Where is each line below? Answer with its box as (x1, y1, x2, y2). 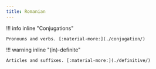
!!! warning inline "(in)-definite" (6, 46, 81, 53)
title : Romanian (6, 8, 46, 15)
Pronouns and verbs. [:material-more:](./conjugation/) (6, 36, 145, 42)
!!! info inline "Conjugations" (6, 25, 74, 32)
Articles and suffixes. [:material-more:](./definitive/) (6, 57, 151, 63)
